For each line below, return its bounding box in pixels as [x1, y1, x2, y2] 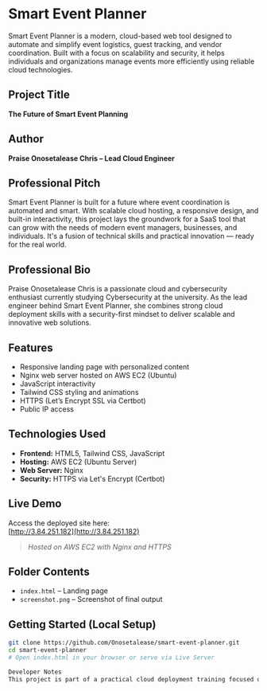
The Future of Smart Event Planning [8, 109, 129, 119]
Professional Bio [8, 263, 91, 276]
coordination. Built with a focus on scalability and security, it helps [8, 48, 225, 57]
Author [8, 132, 44, 146]
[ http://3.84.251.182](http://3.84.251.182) [8, 526, 140, 536]
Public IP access [19, 404, 74, 414]
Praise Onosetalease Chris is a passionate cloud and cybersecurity [8, 284, 228, 294]
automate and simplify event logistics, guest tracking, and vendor [8, 39, 222, 49]
